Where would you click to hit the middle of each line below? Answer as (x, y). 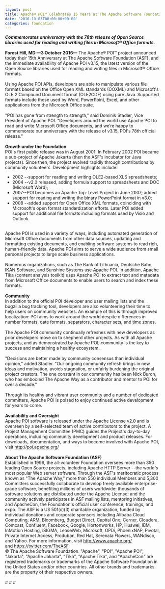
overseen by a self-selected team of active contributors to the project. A (78, 426)
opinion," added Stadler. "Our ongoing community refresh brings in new (78, 364)
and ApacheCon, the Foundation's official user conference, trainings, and (79, 504)
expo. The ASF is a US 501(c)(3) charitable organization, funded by (73, 510)
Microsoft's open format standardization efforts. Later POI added (78, 208)
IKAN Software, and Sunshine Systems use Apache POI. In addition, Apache (82, 270)
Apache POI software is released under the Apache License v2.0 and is (77, 421)
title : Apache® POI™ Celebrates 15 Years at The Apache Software (73, 14)
